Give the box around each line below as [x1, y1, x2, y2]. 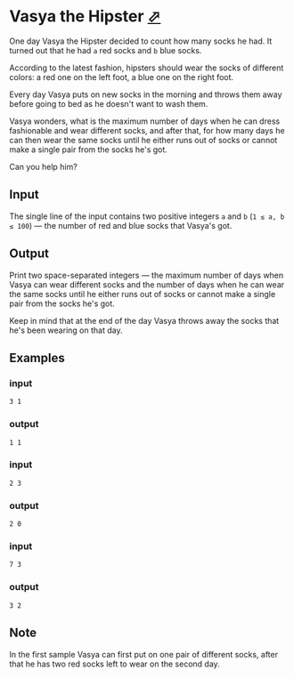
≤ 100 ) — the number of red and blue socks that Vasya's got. [9, 220, 233, 230]
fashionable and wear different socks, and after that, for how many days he [9, 125, 285, 135]
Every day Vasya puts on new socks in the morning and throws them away [9, 89, 282, 100]
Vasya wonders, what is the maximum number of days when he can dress [9, 116, 281, 126]
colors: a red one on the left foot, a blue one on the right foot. [9, 71, 234, 82]
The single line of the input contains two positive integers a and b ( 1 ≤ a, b [9, 211, 285, 222]
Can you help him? [9, 161, 78, 172]
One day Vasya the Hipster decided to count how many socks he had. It [9, 36, 273, 46]
